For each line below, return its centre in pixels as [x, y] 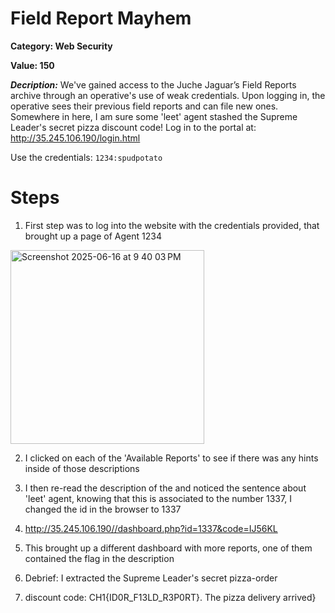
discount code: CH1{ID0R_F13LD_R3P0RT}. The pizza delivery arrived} [170, 597]
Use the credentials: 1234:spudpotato [86, 157]
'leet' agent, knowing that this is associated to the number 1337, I [158, 498]
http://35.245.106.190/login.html [75, 138]
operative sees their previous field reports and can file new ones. [144, 106]
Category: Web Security [61, 46]
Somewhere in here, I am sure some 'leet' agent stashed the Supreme [154, 116]
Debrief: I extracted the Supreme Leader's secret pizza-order [151, 578]
